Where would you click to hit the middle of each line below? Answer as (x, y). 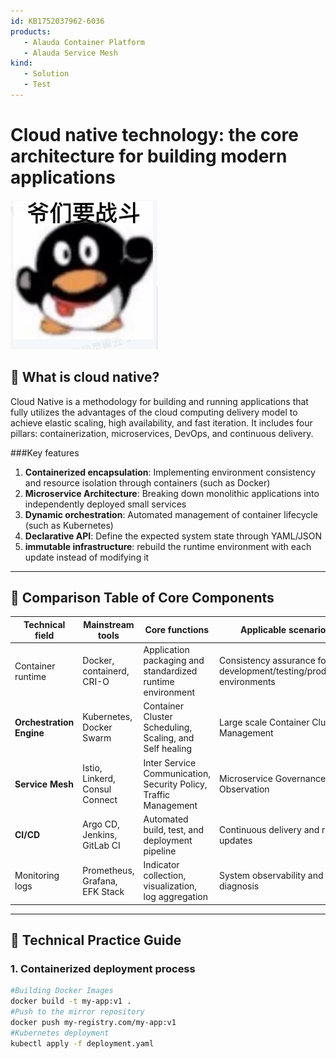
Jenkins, (100, 835)
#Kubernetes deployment (60, 1033)
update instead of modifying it (87, 557)
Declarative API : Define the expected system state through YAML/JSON (173, 536)
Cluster (158, 717)
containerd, (106, 671)
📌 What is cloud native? (85, 377)
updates (236, 840)
